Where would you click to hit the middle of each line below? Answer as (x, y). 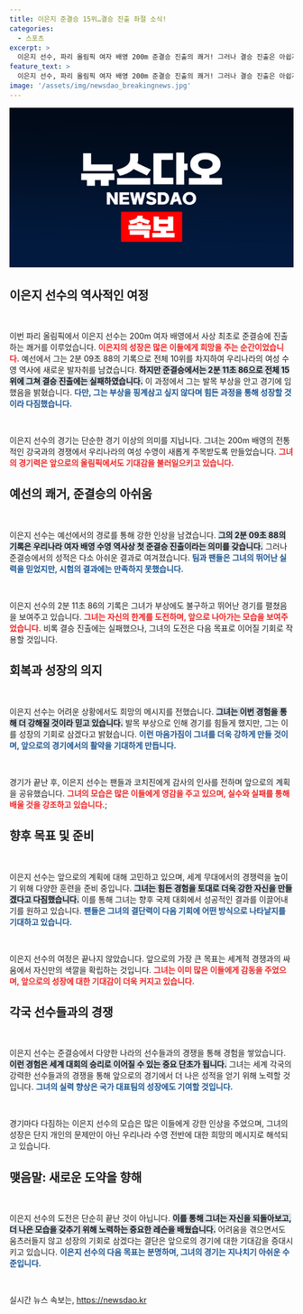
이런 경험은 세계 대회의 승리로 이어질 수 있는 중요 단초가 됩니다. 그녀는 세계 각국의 (151, 1064)
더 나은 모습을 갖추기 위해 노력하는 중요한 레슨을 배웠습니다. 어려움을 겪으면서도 (147, 1230)
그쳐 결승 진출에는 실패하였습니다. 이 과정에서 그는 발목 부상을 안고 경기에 (154, 381)
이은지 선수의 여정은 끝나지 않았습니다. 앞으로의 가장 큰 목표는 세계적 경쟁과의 (145, 958)
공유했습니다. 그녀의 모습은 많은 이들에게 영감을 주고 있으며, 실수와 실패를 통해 (154, 793)
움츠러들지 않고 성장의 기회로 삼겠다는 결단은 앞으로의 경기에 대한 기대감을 (139, 1241)
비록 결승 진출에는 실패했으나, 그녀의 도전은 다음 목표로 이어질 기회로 (164, 628)
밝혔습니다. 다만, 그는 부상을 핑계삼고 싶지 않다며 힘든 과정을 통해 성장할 (157, 393)
